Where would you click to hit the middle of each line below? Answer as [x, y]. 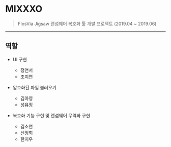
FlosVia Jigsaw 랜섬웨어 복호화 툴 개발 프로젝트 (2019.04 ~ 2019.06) [87, 23]
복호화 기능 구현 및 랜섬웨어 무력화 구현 [51, 115]
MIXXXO [24, 9]
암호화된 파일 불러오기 [35, 87]
